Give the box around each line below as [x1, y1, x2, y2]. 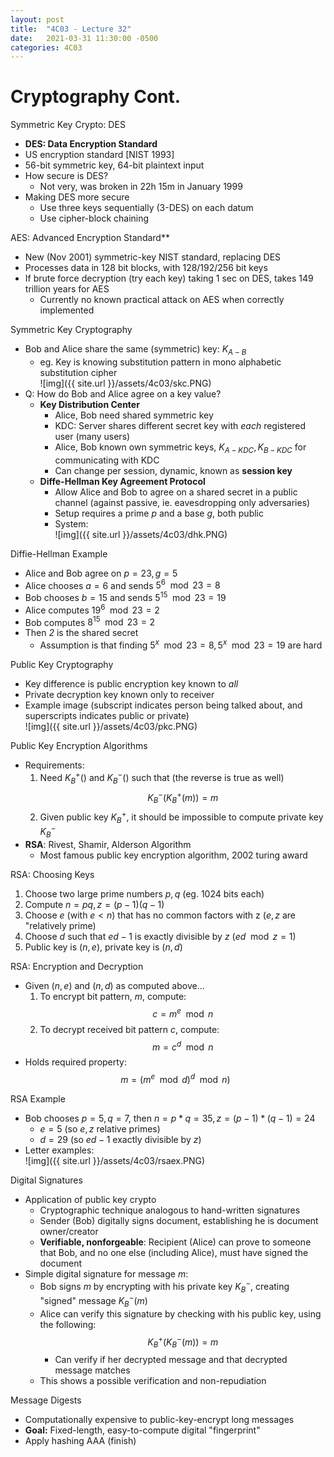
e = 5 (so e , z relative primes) [39, 1122, 161, 1135]
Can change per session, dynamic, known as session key [54, 464, 293, 476]
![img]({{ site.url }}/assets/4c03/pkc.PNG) [24, 721, 198, 733]
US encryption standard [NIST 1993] [24, 149, 175, 161]
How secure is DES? [24, 170, 109, 182]
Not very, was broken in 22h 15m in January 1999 [39, 181, 243, 193]
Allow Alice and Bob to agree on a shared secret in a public [54, 486, 298, 498]
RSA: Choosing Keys [10, 868, 95, 880]
